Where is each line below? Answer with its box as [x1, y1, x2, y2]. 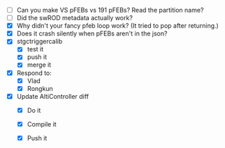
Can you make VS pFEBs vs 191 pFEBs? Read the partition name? [16, 6, 204, 14]
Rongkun [27, 84, 53, 92]
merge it [27, 60, 52, 69]
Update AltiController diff [16, 92, 89, 100]
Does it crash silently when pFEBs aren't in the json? [16, 29, 168, 38]
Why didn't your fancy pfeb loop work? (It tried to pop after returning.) [16, 22, 219, 30]
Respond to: [16, 69, 52, 77]
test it [27, 45, 44, 54]
